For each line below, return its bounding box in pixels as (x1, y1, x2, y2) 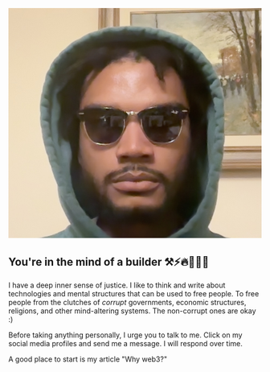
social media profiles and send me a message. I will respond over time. (8, 339, 243, 349)
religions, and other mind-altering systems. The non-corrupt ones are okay (8, 306, 256, 316)
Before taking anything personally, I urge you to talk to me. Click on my (8, 330, 243, 340)
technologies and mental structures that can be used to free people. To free (8, 289, 260, 299)
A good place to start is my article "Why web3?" (8, 354, 167, 364)
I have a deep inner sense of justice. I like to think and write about (8, 280, 226, 290)
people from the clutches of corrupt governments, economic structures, (8, 298, 247, 308)
